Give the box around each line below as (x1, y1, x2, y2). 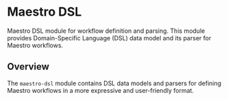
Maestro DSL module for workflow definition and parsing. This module (7, 27, 205, 35)
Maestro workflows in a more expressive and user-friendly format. (7, 86, 194, 94)
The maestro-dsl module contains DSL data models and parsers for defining (7, 79, 222, 87)
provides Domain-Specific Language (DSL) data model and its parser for (7, 33, 212, 42)
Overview (7, 61, 50, 72)
